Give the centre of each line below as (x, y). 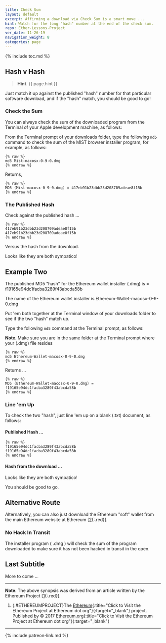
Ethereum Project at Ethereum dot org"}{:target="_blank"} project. (80, 610)
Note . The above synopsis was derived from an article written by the (75, 590)
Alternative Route (33, 503)
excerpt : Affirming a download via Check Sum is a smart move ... (75, 19)
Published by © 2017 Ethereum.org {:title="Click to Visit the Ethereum (83, 616)
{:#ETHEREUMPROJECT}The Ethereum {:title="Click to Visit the (76, 605)
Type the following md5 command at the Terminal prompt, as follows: (74, 328)
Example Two (26, 272)
